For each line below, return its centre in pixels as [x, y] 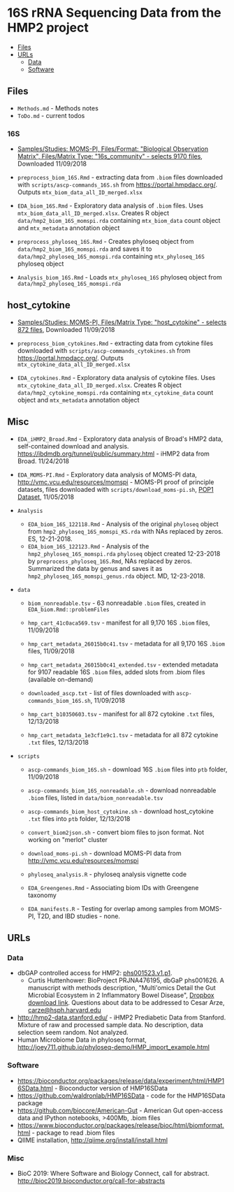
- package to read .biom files [73, 1133]
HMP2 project [48, 28]
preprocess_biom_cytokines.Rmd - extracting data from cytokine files [115, 343]
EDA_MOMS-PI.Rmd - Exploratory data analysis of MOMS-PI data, [107, 474]
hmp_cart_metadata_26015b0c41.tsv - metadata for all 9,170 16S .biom [126, 644]
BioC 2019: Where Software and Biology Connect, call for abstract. [113, 1173]
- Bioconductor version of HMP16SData [111, 1088]
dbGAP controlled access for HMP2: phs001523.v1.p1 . [95, 973]
